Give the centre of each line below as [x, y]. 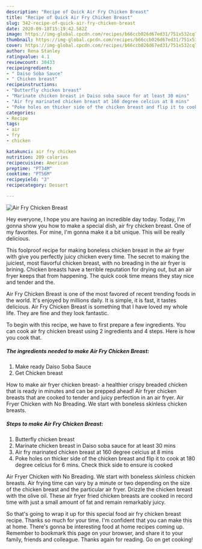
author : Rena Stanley [33, 51]
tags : [13, 124]
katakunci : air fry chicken [41, 151]
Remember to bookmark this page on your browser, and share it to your [95, 533]
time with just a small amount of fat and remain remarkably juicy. [86, 502]
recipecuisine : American [37, 163]
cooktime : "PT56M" [29, 174]
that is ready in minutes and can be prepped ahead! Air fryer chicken [91, 391]
